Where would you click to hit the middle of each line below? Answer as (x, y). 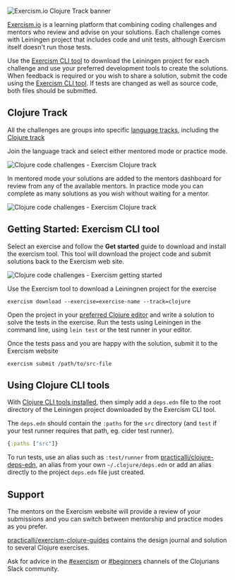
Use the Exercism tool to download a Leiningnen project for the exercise (112, 289)
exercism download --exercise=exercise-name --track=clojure (99, 301)
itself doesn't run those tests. (50, 47)
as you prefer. (28, 526)
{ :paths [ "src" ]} (33, 444)
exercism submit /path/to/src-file (60, 363)
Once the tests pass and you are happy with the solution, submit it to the (113, 343)
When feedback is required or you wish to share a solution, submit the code (117, 75)
